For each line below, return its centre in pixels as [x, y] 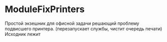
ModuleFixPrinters [45, 9]
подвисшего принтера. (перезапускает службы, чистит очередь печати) [83, 28]
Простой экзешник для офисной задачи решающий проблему [72, 23]
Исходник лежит [23, 34]
